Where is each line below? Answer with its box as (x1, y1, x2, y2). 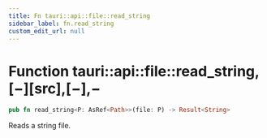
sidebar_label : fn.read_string (8, 19, 114, 28)
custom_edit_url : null (8, 27, 85, 35)
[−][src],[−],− (8, 79, 101, 97)
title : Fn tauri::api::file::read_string (8, 11, 151, 20)
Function (8, 62, 70, 80)
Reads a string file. (8, 121, 71, 131)
